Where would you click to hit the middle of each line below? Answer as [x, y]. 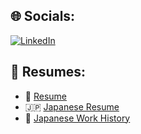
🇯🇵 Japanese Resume [72, 106]
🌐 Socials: [43, 16]
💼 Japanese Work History [77, 118]
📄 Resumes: [48, 72]
